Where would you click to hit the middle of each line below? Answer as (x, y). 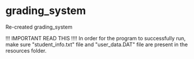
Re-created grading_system (39, 27)
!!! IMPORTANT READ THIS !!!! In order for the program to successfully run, (96, 38)
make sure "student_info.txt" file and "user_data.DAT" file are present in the (97, 44)
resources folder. (26, 50)
